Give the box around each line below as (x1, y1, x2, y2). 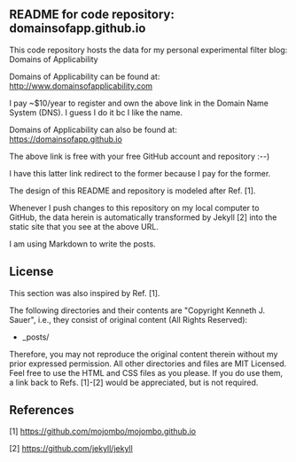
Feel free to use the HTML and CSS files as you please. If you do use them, (9, 367, 284, 378)
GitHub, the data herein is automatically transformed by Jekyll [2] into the (9, 212, 277, 223)
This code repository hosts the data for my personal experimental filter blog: (9, 44, 288, 55)
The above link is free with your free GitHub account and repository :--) (9, 151, 270, 161)
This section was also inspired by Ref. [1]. (9, 287, 160, 298)
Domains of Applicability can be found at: (9, 71, 160, 82)
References (9, 403, 74, 418)
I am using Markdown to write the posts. (9, 239, 157, 249)
